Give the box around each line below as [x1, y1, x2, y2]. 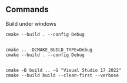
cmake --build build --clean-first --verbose [5, 72, 119, 78]
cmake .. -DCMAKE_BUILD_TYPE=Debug [5, 47, 93, 53]
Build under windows [5, 20, 56, 27]
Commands [5, 5, 49, 15]
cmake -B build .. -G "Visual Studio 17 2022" [5, 67, 122, 73]
